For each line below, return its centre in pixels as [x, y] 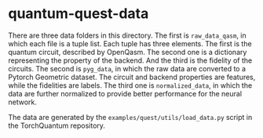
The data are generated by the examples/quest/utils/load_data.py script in [130, 117]
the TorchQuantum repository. [57, 125]
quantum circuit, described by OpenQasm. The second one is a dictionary [128, 52]
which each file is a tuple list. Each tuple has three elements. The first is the [130, 43]
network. [23, 102]
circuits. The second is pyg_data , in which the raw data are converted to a [127, 68]
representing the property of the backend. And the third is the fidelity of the [130, 60]
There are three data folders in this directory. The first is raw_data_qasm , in [128, 35]
